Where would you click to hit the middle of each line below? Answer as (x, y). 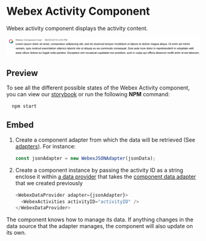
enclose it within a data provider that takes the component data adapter (105, 177)
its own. (16, 233)
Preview (22, 73)
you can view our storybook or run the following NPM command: (88, 94)
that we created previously (49, 183)
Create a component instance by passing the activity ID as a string (99, 170)
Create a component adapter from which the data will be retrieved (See (105, 140)
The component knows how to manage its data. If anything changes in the (100, 220)
